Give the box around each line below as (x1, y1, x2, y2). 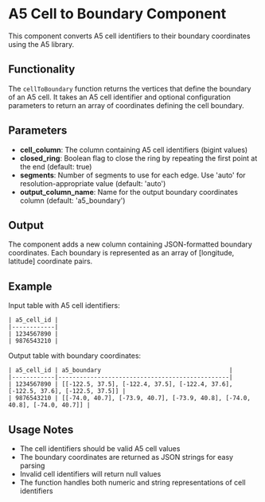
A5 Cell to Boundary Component (8, 5, 227, 23)
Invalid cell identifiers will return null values (19, 469, 162, 478)
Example (8, 279, 53, 293)
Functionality (8, 63, 76, 76)
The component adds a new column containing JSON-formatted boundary (8, 239, 252, 249)
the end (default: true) (19, 161, 92, 171)
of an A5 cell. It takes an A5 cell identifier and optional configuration (8, 92, 231, 102)
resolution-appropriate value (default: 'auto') (19, 178, 166, 188)
